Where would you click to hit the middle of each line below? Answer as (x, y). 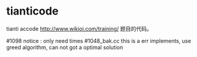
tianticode (32, 11)
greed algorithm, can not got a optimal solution (65, 47)
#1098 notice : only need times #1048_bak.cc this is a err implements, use (99, 41)
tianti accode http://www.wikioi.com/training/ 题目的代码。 (79, 29)
